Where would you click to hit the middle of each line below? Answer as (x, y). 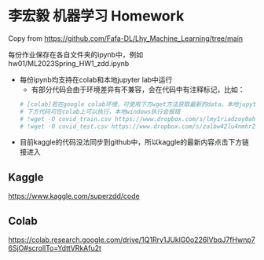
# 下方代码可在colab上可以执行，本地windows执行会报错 (100, 112)
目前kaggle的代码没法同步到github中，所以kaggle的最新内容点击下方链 (134, 142)
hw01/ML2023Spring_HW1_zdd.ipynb (69, 63)
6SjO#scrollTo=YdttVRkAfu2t (55, 248)
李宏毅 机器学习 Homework (96, 16)
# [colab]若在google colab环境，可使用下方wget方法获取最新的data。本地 (129, 104)
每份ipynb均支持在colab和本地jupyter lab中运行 (96, 79)
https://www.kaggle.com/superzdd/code (74, 196)
